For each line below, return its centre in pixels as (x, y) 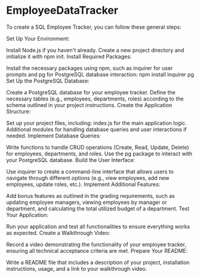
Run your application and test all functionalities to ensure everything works (98, 226)
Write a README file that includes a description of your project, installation (98, 262)
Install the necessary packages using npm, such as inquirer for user (90, 68)
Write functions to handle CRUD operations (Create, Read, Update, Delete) (98, 147)
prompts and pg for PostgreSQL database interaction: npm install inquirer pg (100, 74)
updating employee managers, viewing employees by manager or (87, 202)
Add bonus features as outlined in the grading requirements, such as (90, 195)
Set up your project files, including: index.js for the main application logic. (96, 123)
